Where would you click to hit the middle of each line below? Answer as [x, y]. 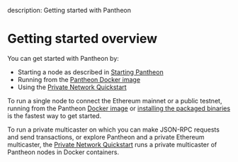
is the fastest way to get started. [54, 115]
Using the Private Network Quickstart [72, 87]
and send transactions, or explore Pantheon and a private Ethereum [106, 137]
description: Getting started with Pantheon [69, 10]
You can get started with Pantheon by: [63, 58]
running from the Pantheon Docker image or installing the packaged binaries [119, 108]
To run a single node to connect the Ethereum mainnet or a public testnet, [115, 100]
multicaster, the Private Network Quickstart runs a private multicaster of [112, 144]
